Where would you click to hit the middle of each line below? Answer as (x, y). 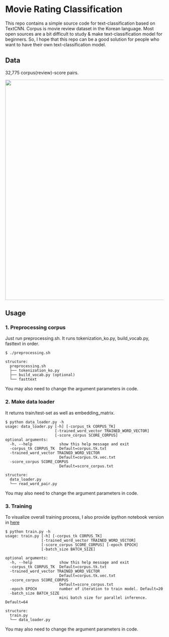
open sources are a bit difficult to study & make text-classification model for (84, 34)
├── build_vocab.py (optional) (43, 375)
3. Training (19, 506)
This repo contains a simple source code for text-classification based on (80, 23)
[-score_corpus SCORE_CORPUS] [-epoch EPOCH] (90, 545)
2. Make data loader (30, 402)
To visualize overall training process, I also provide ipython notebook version (84, 517)
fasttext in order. (22, 344)
